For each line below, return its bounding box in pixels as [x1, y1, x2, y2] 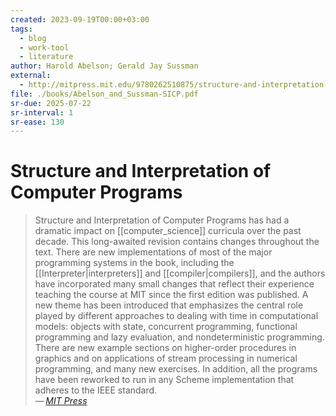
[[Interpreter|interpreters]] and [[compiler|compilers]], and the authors [34, 267, 326, 280]
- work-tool [19, 42, 70, 53]
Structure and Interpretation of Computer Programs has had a [34, 214, 290, 226]
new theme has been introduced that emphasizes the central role [34, 299, 304, 311]
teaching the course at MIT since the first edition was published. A [34, 289, 309, 301]
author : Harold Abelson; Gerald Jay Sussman [10, 61, 199, 71]
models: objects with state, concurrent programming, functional [34, 321, 298, 333]
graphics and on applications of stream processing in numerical [34, 352, 298, 365]
